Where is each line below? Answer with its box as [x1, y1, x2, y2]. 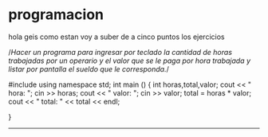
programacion [8, 6, 104, 24]
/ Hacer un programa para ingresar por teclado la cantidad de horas [8, 47, 233, 57]
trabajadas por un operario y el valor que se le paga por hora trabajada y [8, 56, 251, 65]
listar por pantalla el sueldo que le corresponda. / [8, 64, 170, 73]
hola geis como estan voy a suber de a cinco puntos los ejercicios [8, 32, 225, 41]
